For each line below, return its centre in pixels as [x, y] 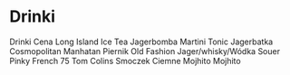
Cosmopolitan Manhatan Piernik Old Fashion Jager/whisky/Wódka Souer [145, 51]
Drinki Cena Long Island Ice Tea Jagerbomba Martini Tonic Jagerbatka [141, 42]
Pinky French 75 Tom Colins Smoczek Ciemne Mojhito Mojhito [126, 61]
